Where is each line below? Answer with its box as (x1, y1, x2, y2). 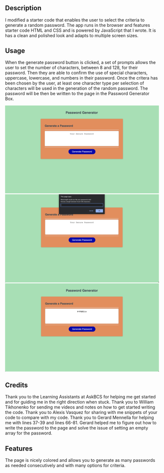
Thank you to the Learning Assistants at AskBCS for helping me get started (5, 394, 156, 400)
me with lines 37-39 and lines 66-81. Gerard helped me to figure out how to (5, 420, 157, 426)
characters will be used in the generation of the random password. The (5, 85, 148, 91)
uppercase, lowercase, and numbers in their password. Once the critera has (5, 75, 158, 81)
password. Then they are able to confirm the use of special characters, (5, 70, 148, 76)
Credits (5, 381, 28, 390)
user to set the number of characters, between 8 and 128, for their (5, 65, 138, 71)
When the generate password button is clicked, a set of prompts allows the (5, 60, 156, 65)
